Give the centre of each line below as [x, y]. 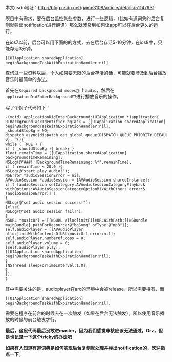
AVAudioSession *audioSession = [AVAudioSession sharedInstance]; [78, 180]
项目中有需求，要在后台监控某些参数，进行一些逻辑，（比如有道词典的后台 [83, 18]
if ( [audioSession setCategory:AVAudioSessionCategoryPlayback [75, 185]
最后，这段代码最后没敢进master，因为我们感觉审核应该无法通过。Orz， [82, 330]
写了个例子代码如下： [28, 107]
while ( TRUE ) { [24, 144]
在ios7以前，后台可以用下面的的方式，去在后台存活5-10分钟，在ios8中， [82, 42]
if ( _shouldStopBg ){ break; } [40, 149]
